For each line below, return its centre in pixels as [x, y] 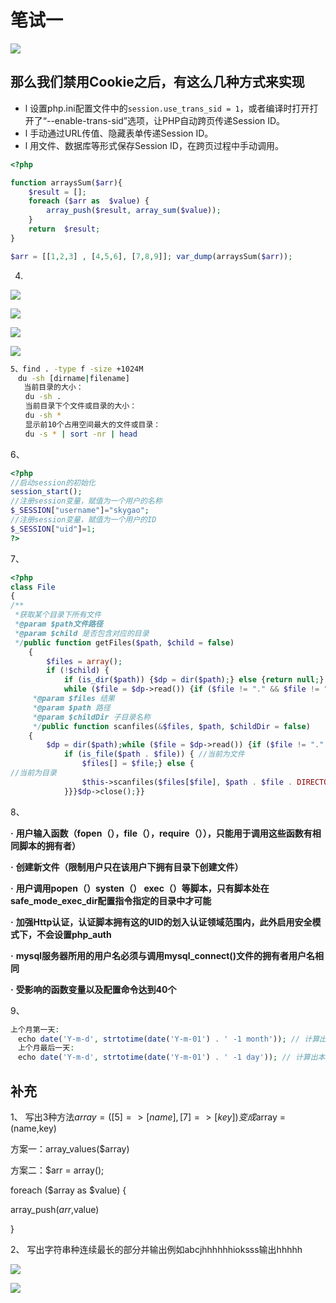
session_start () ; [46, 492]
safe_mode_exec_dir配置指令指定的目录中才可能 [111, 900]
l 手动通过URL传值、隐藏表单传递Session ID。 [119, 133]
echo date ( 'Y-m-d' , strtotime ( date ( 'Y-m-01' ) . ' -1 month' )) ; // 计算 [168, 1039]
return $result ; [64, 229]
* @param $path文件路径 [58, 624]
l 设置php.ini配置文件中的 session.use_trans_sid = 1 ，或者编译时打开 [167, 108]
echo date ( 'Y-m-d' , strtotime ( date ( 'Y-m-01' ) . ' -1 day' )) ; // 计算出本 [171, 1057]
